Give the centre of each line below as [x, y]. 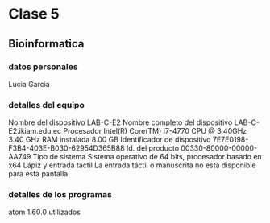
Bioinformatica [46, 44]
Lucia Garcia [29, 84]
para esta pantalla [38, 174]
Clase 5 [34, 14]
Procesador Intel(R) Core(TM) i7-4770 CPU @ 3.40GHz [155, 131]
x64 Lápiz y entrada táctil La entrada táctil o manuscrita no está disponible [132, 165]
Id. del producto [153, 148]
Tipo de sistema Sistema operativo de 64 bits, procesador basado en [147, 157]
